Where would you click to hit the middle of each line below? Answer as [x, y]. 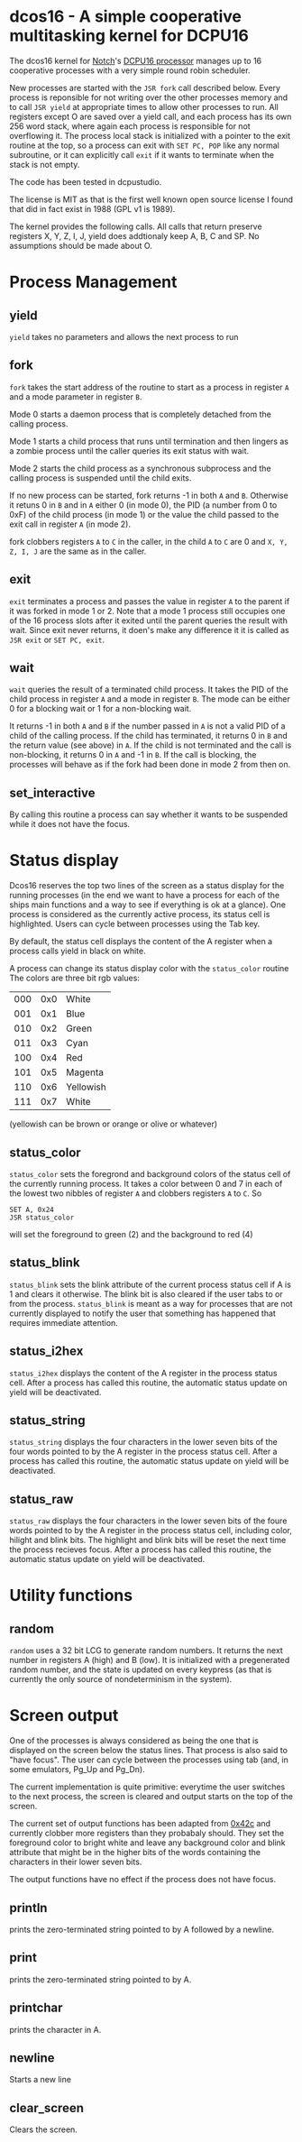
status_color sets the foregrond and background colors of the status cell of [150, 1173]
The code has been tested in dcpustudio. [86, 181]
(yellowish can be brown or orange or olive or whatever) [114, 1124]
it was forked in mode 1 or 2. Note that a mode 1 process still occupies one [147, 611]
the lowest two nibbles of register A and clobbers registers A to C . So [136, 1193]
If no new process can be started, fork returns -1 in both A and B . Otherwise [149, 495]
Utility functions [71, 1596]
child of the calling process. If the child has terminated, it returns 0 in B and [149, 736]
